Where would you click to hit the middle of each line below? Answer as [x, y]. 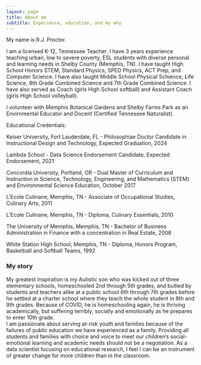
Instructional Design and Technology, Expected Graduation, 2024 [87, 143]
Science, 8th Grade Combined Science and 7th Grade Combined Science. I [99, 83]
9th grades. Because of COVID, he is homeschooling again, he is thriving [96, 305]
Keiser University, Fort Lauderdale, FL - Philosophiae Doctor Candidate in [96, 137]
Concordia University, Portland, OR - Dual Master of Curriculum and [90, 173]
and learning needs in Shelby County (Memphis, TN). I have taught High [95, 64]
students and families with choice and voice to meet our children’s [88, 336]
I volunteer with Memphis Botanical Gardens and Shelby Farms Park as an [97, 108]
